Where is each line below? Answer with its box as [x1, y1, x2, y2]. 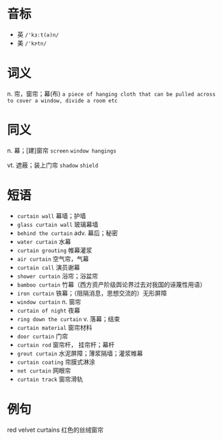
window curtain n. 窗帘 [16, 297, 82, 306]
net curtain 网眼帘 [16, 366, 71, 375]
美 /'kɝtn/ [16, 38, 47, 47]
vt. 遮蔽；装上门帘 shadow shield [7, 161, 99, 169]
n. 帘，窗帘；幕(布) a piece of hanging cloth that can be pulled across [7, 89, 216, 98]
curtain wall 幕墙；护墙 [16, 211, 86, 220]
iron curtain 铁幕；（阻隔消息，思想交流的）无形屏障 [16, 289, 167, 297]
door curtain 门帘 [16, 331, 69, 340]
